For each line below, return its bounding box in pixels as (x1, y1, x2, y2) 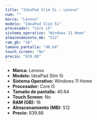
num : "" (5, 12, 21, 17)
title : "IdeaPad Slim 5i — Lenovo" (5, 7, 79, 12)
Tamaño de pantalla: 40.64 (12, 88, 69, 95)
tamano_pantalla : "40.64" (5, 44, 59, 49)
